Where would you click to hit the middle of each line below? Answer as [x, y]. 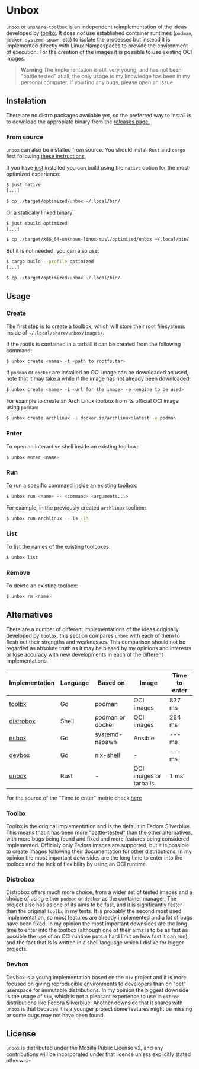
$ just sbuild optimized [37, 223]
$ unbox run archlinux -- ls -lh [47, 518]
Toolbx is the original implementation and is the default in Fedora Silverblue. [99, 826]
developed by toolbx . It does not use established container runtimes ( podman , [99, 33]
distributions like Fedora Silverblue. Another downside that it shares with [94, 1003]
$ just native [24, 185]
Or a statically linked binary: [40, 212]
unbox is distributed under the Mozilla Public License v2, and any [85, 1048]
